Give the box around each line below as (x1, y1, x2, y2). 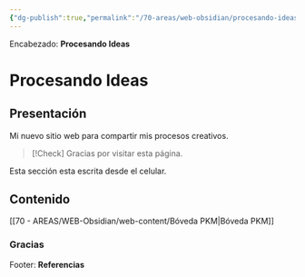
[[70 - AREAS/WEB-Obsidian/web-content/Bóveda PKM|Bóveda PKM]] (9, 215, 275, 227)
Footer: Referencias (9, 259, 84, 270)
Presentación (9, 106, 87, 122)
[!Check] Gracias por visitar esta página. (31, 147, 183, 159)
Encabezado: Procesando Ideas (9, 38, 130, 49)
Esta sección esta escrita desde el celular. (9, 165, 167, 176)
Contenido (9, 192, 71, 207)
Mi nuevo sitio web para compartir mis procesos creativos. (9, 130, 229, 141)
